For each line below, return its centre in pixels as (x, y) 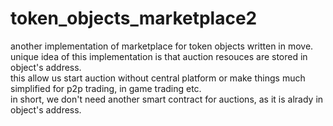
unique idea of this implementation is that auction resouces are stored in (159, 56)
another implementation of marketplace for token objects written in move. (162, 46)
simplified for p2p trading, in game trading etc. (106, 88)
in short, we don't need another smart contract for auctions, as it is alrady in (167, 99)
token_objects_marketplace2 (134, 18)
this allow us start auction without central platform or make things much (158, 78)
